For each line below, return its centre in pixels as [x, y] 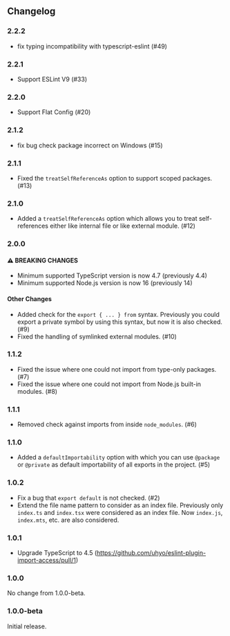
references [32, 226]
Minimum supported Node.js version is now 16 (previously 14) [105, 283]
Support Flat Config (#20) [54, 112]
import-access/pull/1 [46, 560]
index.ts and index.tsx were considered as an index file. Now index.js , [120, 512]
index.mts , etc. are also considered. [68, 520]
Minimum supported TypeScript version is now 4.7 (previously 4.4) [112, 275]
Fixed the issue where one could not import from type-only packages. [117, 369]
